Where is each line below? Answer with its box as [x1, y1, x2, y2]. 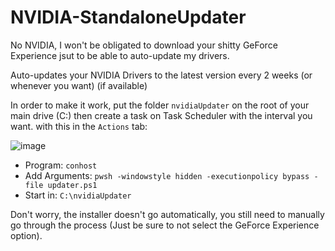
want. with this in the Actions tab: [10, 120, 148, 132]
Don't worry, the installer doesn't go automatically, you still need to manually [10, 208, 325, 220]
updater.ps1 [47, 180, 98, 190]
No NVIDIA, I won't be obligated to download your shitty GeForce [10, 39, 278, 51]
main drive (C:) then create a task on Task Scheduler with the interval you [10, 109, 313, 121]
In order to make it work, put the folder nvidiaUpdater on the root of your [10, 99, 310, 111]
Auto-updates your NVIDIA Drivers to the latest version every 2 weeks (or [10, 69, 313, 81]
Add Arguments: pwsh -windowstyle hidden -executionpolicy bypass [24, 169, 310, 181]
